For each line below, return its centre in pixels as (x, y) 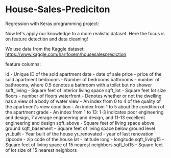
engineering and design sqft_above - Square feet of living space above (80, 123)
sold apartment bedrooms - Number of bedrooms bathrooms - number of (82, 79)
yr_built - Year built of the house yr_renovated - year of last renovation (80, 133)
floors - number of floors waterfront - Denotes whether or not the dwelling (83, 96)
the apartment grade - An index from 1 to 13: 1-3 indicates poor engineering (84, 112)
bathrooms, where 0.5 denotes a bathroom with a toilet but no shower (79, 85)
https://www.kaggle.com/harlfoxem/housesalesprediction (66, 54)
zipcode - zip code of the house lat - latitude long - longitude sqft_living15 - (85, 139)
